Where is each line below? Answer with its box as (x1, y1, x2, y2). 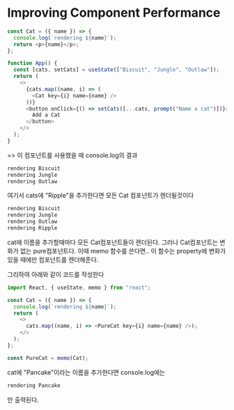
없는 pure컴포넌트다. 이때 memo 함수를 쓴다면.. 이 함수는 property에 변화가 (19, 246, 226, 255)
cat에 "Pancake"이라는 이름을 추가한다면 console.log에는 (7, 368, 166, 377)
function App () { (7, 60, 58, 67)
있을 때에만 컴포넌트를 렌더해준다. (7, 255, 99, 264)
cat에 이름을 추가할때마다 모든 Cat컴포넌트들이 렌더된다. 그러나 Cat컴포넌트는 (7, 238, 218, 246)
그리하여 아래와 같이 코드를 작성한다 (7, 270, 104, 278)
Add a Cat (32, 111, 61, 119)
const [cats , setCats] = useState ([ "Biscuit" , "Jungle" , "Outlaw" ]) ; (13, 66, 219, 74)
